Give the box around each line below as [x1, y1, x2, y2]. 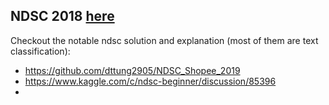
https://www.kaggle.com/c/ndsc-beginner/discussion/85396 [24, 75, 277, 87]
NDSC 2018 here [10, 8, 115, 25]
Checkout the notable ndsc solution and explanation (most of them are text [10, 34, 319, 46]
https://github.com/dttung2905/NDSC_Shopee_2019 [24, 64, 241, 76]
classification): [10, 45, 71, 57]
